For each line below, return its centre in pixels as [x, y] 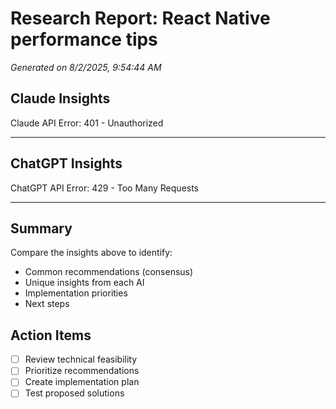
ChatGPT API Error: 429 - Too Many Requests [105, 188]
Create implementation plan [82, 382]
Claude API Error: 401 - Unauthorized [87, 123]
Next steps [47, 304]
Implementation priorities [76, 293]
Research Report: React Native [140, 18]
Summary [41, 228]
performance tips [84, 39]
